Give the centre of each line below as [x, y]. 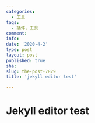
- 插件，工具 [25, 28]
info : [13, 39]
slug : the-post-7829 [31, 71]
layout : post [22, 55]
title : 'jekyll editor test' [41, 77]
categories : [20, 11]
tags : [13, 22]
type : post [19, 50]
